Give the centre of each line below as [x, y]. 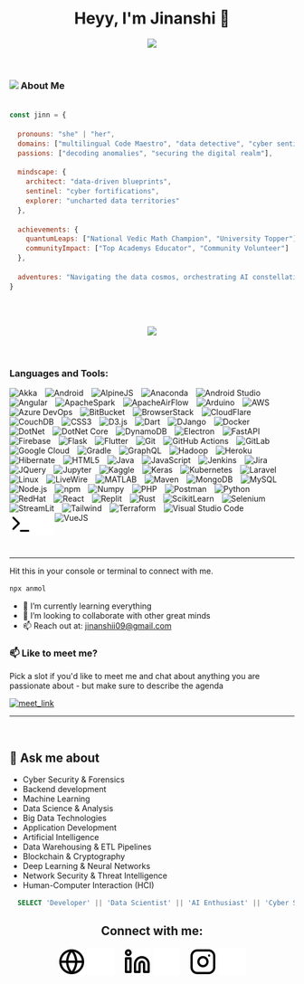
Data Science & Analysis [68, 809]
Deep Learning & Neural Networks [86, 866]
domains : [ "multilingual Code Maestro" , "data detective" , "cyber [145, 144]
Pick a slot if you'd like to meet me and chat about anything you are [135, 676]
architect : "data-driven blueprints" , [99, 182]
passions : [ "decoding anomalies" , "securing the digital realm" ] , [145, 153]
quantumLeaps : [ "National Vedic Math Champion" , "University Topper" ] [161, 239]
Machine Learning [56, 799]
